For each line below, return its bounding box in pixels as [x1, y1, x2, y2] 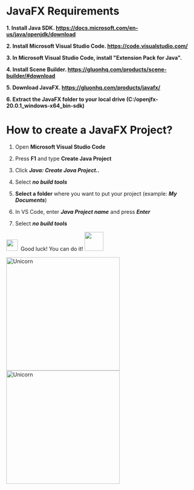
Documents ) [15, 196, 47, 204]
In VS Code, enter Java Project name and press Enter [15, 208, 150, 215]
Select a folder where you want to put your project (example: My [15, 190, 177, 197]
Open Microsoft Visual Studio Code [15, 143, 106, 150]
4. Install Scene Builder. [6, 65, 67, 73]
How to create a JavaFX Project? [6, 123, 173, 137]
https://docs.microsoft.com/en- [56, 24, 138, 31]
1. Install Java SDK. [6, 24, 55, 31]
